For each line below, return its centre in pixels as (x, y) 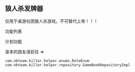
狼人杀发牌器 (24, 9)
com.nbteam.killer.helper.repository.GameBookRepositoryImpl (68, 65)
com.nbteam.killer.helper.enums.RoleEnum (47, 61)
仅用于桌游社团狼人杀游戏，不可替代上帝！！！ (51, 21)
